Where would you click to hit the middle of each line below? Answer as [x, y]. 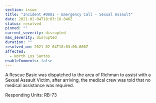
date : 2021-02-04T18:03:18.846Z [39, 19]
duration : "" [19, 42]
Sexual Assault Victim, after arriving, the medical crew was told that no [78, 80]
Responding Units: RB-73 [31, 95]
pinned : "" [16, 28]
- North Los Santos [30, 56]
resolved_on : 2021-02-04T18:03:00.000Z [47, 47]
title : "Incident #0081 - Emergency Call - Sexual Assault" [69, 14]
